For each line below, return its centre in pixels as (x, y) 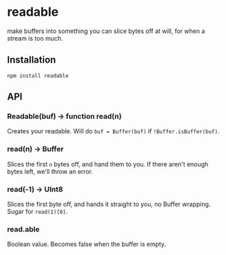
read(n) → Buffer (35, 149)
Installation (32, 60)
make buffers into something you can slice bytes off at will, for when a (106, 31)
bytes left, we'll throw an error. (50, 171)
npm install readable (38, 76)
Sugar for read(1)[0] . (37, 212)
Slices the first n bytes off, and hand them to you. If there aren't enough (108, 164)
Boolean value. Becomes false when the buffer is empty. (87, 244)
